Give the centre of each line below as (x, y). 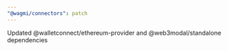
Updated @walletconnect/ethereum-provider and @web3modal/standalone (114, 33)
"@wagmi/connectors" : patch (48, 13)
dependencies (28, 40)
